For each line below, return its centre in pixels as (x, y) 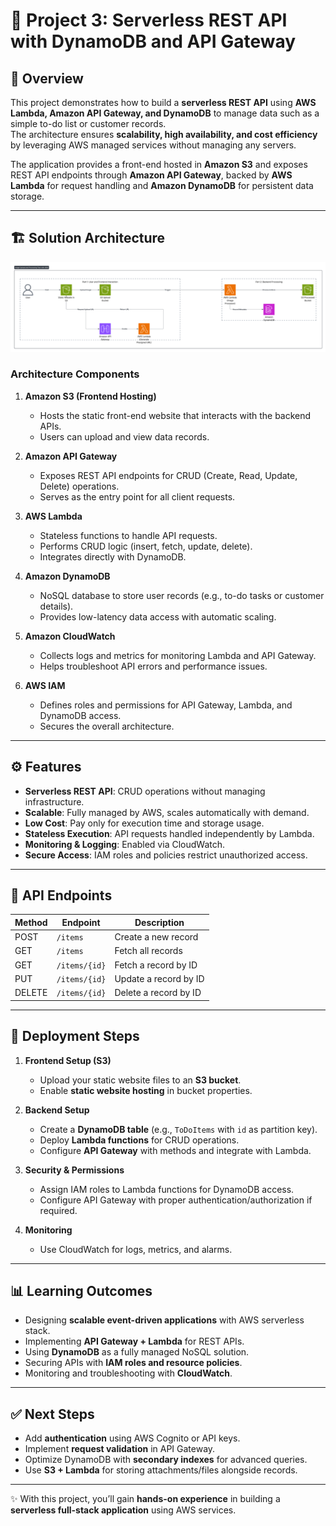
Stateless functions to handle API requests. (128, 535)
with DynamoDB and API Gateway (153, 41)
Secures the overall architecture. (107, 726)
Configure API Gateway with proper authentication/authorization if (176, 1200)
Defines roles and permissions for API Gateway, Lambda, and (166, 705)
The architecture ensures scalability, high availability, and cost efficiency (164, 134)
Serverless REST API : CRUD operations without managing (145, 791)
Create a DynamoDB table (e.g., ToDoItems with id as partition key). (178, 1129)
